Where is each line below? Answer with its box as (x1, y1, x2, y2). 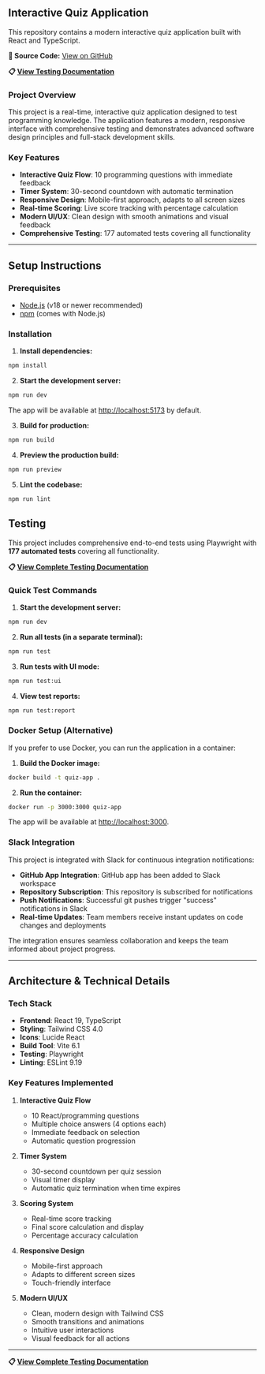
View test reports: (19, 691, 80, 700)
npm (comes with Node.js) (19, 309, 106, 319)
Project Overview (8, 89, 77, 100)
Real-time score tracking (31, 1214, 112, 1223)
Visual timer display (31, 1174, 95, 1184)
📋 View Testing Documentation (8, 66, 114, 76)
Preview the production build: (19, 450, 120, 460)
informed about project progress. (8, 944, 116, 954)
